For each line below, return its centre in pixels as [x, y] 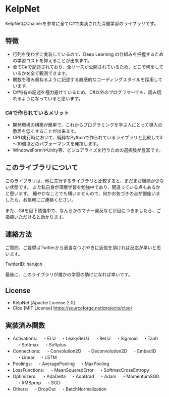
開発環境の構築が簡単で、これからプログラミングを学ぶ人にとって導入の [88, 125]
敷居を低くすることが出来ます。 [46, 131]
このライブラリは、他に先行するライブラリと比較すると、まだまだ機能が [80, 181]
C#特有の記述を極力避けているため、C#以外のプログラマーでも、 [80, 92]
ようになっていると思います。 [52, 98]
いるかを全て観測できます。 [41, 73]
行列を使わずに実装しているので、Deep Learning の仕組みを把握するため [88, 54]
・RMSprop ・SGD [39, 383]
